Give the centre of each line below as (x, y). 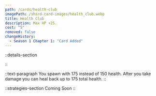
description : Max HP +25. (31, 23)
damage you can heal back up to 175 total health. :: (56, 79)
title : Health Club (25, 18)
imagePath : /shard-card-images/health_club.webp (55, 14)
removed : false (20, 32)
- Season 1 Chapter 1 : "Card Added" (46, 41)
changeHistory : (20, 37)
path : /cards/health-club (31, 9)
